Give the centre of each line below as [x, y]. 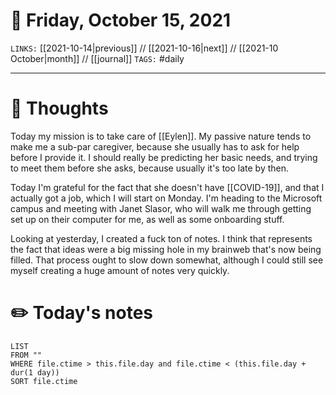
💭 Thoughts [59, 108]
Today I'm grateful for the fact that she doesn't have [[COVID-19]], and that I [167, 187]
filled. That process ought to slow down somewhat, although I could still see [167, 260]
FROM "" [26, 355]
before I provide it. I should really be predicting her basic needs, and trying [164, 157]
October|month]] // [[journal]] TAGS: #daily [97, 58]
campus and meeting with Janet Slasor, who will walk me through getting [161, 208]
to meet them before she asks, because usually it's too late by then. [150, 168]
